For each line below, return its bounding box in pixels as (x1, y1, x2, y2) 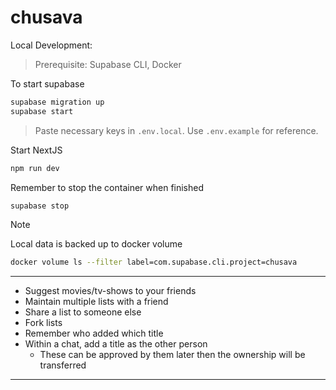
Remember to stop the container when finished (10, 181, 205, 193)
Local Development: (10, 39, 93, 51)
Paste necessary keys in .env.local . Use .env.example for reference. (34, 124, 319, 136)
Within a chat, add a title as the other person (24, 338, 208, 350)
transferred (39, 359, 87, 371)
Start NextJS (10, 144, 63, 156)
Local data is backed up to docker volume (10, 238, 183, 250)
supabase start (10, 106, 74, 116)
